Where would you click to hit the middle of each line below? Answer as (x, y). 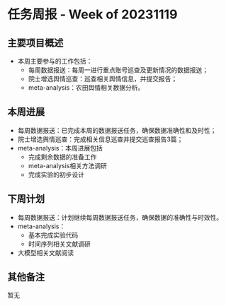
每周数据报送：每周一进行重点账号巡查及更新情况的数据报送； (118, 70)
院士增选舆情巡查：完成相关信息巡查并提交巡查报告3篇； (100, 139)
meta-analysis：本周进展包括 (60, 148)
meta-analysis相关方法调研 (68, 165)
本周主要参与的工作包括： (55, 61)
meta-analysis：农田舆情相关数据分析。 (86, 88)
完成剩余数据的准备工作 (62, 157)
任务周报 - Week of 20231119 (92, 14)
